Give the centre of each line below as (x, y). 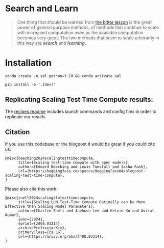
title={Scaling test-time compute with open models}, (74, 163)
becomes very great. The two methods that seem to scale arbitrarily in (88, 38)
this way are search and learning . (51, 43)
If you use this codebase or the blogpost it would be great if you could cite (80, 144)
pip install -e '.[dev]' (30, 84)
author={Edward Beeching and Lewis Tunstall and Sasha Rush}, (83, 167)
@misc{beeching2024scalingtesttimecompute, (50, 158)
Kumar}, (13, 215)
